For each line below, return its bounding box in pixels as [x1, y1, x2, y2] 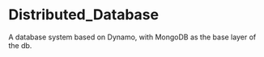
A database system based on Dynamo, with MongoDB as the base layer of [8, 32, 257, 42]
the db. [8, 40, 32, 50]
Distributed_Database [8, 6, 160, 24]
